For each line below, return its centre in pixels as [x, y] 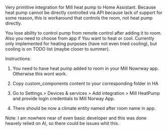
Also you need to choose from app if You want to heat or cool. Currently [80, 38]
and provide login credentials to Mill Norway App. [64, 98]
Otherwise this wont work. [40, 74]
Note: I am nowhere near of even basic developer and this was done [76, 118]
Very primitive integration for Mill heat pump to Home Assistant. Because [81, 7]
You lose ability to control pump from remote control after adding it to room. [83, 33]
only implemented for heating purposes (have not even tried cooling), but [81, 44]
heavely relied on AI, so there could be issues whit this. [62, 123]
